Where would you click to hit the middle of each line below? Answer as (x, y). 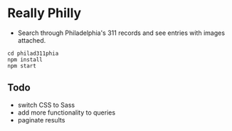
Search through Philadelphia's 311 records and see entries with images (121, 33)
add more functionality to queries (67, 112)
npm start (22, 65)
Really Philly (44, 13)
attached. (32, 40)
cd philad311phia (33, 53)
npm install (25, 59)
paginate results (41, 120)
